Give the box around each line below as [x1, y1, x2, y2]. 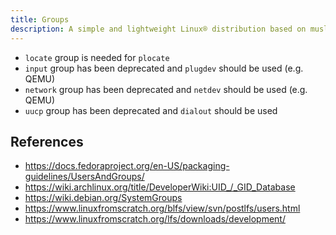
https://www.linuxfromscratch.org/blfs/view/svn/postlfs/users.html [24, 202, 301, 215]
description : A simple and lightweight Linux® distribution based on [10, 24, 307, 34]
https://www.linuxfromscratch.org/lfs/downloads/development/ [24, 213, 286, 225]
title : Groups [10, 14, 70, 25]
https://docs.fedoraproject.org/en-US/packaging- [24, 160, 230, 172]
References [10, 133, 84, 150]
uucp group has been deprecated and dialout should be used [24, 104, 278, 116]
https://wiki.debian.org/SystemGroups [24, 192, 183, 204]
